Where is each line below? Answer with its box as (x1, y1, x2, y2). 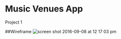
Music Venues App (5, 3, 83, 14)
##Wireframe (5, 28, 32, 34)
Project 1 (5, 19, 23, 25)
